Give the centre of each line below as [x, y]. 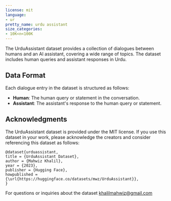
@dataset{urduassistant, [32, 152]
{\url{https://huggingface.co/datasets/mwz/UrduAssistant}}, [72, 179]
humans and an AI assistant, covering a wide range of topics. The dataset [83, 54]
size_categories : [24, 29]
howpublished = [22, 174]
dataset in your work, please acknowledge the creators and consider [78, 137]
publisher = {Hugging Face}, [36, 170]
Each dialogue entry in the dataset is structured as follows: [67, 88]
